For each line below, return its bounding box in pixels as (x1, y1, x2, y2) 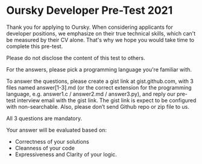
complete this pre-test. (6, 43, 63, 50)
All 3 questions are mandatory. (6, 115, 83, 122)
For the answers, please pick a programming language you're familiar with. (6, 65, 192, 73)
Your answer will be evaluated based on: (6, 126, 107, 133)
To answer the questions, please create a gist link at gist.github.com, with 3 (6, 77, 194, 85)
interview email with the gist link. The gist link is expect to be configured (17, 97, 197, 104)
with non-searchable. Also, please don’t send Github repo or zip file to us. (6, 103, 190, 110)
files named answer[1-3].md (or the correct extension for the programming (6, 84, 192, 91)
